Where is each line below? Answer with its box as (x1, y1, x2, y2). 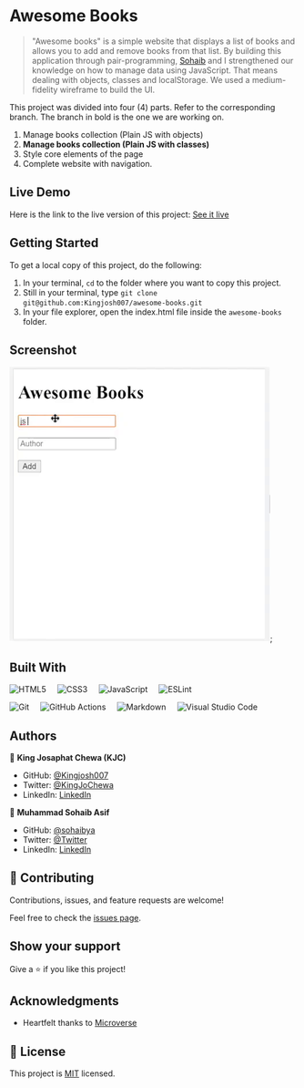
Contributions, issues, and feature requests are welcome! (9, 895, 225, 906)
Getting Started (9, 235, 99, 251)
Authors (9, 728, 57, 743)
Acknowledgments (9, 993, 120, 1009)
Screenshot (9, 342, 77, 357)
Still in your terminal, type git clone (22, 286, 157, 297)
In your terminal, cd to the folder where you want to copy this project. (22, 277, 282, 288)
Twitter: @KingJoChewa (22, 780, 114, 790)
